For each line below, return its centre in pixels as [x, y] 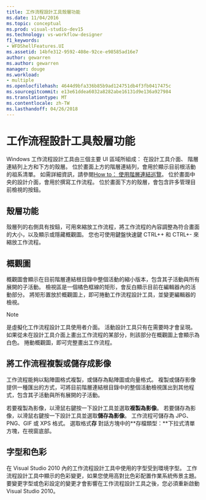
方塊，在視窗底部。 [31, 431]
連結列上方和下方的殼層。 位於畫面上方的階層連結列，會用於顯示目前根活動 [101, 167]
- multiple [20, 80]
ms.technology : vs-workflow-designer [55, 35]
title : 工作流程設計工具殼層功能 [44, 12]
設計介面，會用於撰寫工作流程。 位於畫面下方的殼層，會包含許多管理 [104, 182]
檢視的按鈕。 [28, 190]
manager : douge [26, 69]
